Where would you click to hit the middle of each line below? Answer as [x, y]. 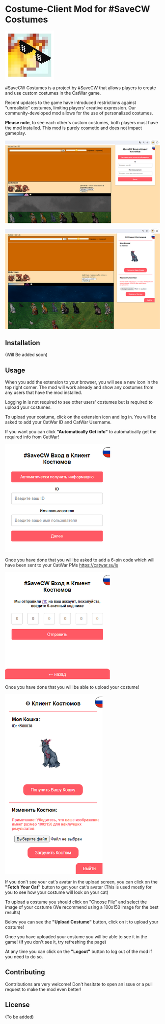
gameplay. [15, 133]
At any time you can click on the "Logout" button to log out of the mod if [79, 952]
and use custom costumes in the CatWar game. [53, 93]
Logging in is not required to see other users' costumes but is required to [79, 402]
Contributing [25, 972]
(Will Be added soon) [26, 355]
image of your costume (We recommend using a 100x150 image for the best [82, 907]
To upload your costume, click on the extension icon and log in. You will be [81, 417]
